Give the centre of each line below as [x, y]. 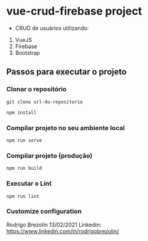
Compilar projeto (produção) [49, 155]
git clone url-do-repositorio [45, 102]
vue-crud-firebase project [74, 11]
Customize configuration [44, 211]
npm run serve [24, 140]
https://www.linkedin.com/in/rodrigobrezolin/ [63, 231]
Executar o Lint [29, 184]
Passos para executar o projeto [66, 72]
